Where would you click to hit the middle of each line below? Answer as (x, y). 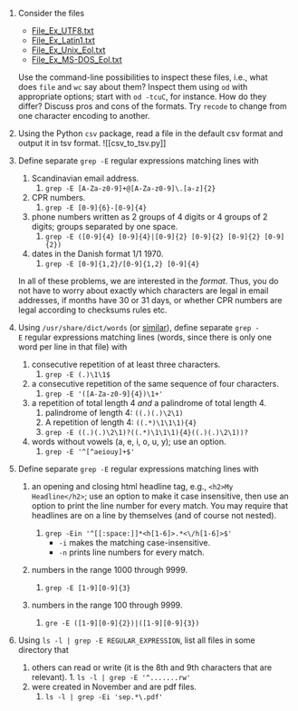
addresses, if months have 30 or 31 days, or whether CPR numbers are (150, 300)
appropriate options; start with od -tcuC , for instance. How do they (142, 96)
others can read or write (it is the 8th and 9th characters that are (152, 667)
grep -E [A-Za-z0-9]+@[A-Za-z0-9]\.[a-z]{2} (130, 189)
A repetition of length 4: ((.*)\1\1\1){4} (121, 422)
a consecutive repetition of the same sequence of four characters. (155, 384)
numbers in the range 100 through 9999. (107, 605)
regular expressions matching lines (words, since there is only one (148, 337)
